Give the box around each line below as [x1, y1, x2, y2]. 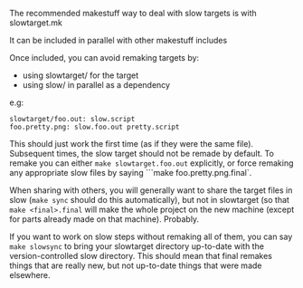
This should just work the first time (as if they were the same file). [9, 139, 254, 149]
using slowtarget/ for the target [22, 70, 139, 81]
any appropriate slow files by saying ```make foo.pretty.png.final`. [9, 168, 252, 178]
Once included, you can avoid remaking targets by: [9, 53, 200, 62]
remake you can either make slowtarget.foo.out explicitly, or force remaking [9, 158, 294, 168]
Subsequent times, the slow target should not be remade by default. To [9, 149, 274, 158]
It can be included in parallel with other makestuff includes [9, 35, 228, 45]
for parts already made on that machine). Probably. [9, 214, 200, 225]
